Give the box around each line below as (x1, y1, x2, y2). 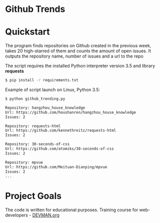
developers (5, 212, 28, 218)
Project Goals (5, 190, 62, 202)
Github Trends (5, 3, 65, 15)
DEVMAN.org (32, 212, 59, 218)
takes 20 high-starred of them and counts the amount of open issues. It (5, 48, 151, 54)
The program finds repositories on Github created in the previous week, (5, 43, 152, 49)
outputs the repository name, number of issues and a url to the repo (5, 53, 144, 59)
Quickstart (5, 26, 51, 38)
